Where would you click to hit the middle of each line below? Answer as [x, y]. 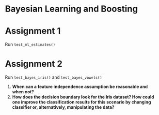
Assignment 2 [34, 64]
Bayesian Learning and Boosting [72, 9]
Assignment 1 [33, 31]
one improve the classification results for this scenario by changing [81, 102]
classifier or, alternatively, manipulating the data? [63, 107]
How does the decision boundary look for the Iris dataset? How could [83, 97]
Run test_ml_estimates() [30, 44]
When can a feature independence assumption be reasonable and [80, 87]
